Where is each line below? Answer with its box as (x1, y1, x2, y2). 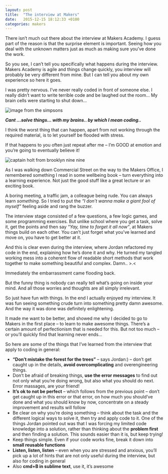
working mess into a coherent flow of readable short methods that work (5, 255, 154, 261)
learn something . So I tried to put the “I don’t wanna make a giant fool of (5, 198, 155, 204)
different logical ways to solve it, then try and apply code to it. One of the (12, 415, 163, 421)
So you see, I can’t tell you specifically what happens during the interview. (5, 61, 158, 67)
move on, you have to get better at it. (5, 235, 82, 241)
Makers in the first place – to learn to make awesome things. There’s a (5, 321, 150, 327)
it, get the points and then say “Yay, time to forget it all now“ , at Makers (5, 224, 153, 230)
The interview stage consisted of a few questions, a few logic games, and (5, 213, 157, 219)
